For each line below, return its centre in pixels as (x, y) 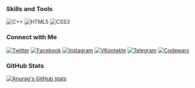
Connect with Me (32, 37)
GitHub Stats (25, 65)
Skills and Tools (29, 9)
